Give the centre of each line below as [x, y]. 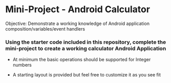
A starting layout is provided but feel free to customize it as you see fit [87, 75]
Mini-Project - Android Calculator [78, 9]
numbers [22, 65]
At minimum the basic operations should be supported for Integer [82, 60]
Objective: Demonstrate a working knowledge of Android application [78, 23]
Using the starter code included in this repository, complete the [86, 42]
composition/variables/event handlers [45, 29]
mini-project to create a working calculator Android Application [86, 48]
